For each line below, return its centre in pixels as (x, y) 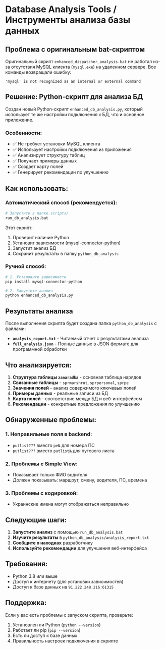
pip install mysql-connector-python (44, 282)
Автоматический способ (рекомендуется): (61, 203)
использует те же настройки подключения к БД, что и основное (75, 114)
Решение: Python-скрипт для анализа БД (74, 97)
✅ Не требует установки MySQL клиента (57, 144)
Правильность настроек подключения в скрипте (65, 641)
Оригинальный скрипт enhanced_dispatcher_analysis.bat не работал (79, 61)
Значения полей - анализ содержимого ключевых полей (75, 388)
